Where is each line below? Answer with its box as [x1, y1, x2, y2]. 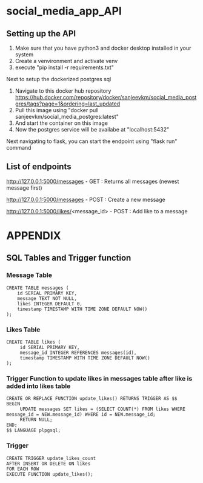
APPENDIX [6, 229, 62, 242]
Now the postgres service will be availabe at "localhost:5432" [15, 126, 170, 133]
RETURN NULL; [19, 417, 53, 423]
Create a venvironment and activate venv [15, 58, 118, 64]
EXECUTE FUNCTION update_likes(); [6, 471, 94, 477]
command [6, 144, 32, 151]
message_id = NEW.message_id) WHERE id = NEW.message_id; [6, 411, 156, 418]
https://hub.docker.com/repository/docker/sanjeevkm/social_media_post [15, 94, 197, 101]
